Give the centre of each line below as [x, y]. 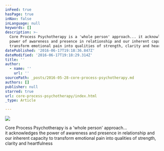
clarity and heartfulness [29, 143]
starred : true [20, 91]
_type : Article [20, 101]
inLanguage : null [23, 23]
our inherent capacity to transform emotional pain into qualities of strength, [81, 138]
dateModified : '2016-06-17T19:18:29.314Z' [49, 55]
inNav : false [18, 19]
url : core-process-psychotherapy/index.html [51, 96]
